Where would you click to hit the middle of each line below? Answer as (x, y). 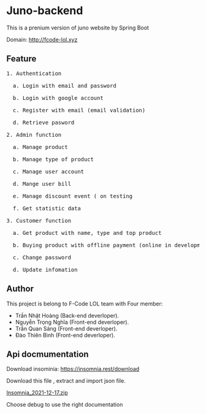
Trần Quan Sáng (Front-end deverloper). (66, 328)
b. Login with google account (58, 98)
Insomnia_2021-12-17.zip (37, 393)
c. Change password (42, 257)
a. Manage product (40, 147)
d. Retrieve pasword (44, 122)
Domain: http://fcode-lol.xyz (42, 39)
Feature (21, 59)
